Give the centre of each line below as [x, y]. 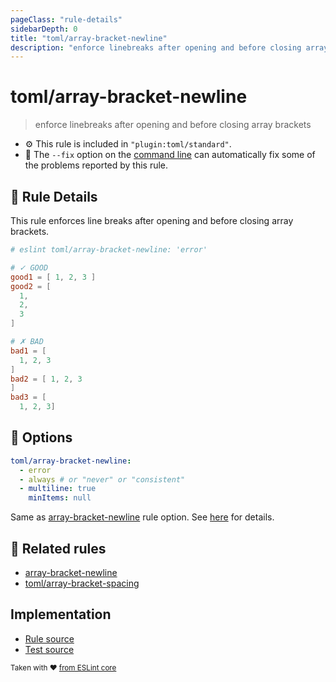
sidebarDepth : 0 [44, 29]
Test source [49, 649]
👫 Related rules [58, 548]
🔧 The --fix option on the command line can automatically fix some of [170, 155]
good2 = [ [31, 286]
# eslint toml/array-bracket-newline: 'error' [109, 250]
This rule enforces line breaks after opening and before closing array [152, 220]
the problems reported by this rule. [96, 165]
